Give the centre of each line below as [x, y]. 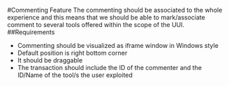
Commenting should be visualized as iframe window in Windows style [118, 45]
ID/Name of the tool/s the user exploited [75, 75]
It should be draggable [50, 60]
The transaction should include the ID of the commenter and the [110, 68]
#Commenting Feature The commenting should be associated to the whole [115, 10]
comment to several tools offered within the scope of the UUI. [96, 25]
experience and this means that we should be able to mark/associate [106, 17]
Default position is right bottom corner [72, 53]
